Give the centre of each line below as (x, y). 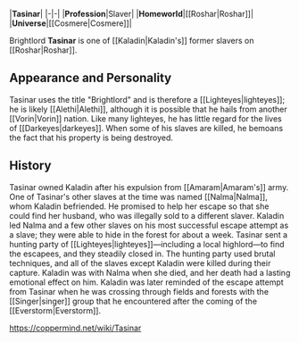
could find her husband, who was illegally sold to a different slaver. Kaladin (147, 215)
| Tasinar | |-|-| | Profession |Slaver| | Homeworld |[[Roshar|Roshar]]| (132, 14)
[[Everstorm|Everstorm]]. (55, 310)
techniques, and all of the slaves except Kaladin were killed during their (140, 263)
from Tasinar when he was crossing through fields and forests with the (139, 291)
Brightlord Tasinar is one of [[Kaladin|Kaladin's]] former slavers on (132, 41)
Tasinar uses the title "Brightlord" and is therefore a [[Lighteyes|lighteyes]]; (147, 99)
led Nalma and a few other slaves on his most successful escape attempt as (149, 225)
